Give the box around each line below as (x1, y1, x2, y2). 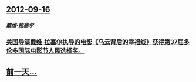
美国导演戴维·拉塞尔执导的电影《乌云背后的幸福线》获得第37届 (6, 38, 184, 46)
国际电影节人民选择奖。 (18, 47, 85, 55)
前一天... (6, 67, 38, 77)
